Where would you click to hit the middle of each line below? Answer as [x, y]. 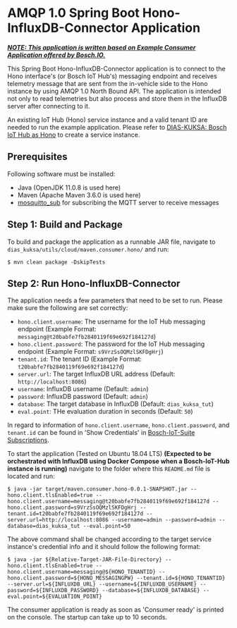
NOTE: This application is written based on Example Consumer [102, 47]
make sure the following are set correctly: [68, 308]
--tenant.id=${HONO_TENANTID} [181, 578]
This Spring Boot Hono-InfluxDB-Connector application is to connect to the [116, 68]
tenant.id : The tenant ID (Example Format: [80, 359]
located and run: [31, 476]
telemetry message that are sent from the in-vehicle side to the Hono [108, 83]
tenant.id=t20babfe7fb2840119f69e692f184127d [75, 514]
